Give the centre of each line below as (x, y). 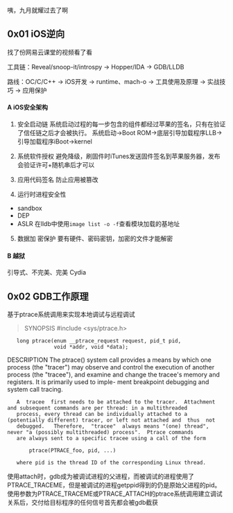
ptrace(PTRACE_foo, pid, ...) (72, 451)
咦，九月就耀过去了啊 (37, 10)
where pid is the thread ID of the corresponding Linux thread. (111, 463)
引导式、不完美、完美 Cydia (47, 272)
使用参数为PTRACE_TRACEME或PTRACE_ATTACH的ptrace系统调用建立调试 (115, 494)
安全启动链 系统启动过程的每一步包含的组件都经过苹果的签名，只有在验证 (121, 124)
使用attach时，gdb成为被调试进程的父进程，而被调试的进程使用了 (101, 476)
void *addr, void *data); (91, 347)
